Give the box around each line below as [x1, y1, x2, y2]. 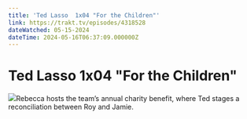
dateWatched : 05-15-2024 [8, 26, 90, 34]
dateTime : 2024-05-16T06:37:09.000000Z [8, 33, 139, 41]
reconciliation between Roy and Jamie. [8, 103, 134, 112]
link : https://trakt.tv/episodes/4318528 [8, 19, 146, 27]
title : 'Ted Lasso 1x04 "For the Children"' [8, 11, 160, 20]
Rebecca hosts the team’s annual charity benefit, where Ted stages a [16, 94, 240, 103]
